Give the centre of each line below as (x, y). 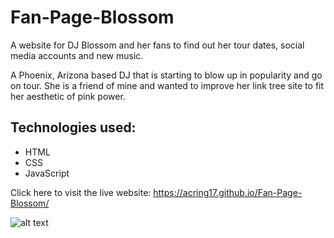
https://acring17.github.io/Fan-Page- (228, 192)
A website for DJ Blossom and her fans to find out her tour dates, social (157, 45)
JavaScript (47, 173)
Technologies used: (73, 127)
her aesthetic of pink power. (68, 96)
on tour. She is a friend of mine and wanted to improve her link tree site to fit (167, 85)
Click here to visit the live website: (81, 192)
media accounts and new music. (77, 55)
